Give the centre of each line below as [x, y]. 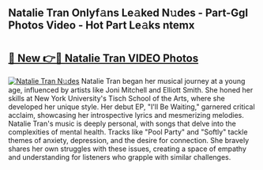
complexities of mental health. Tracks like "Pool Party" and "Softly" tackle [128, 132]
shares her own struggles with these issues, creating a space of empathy [128, 149]
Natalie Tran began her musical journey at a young [163, 81]
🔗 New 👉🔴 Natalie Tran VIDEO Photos [103, 58]
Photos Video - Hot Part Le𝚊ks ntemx [101, 26]
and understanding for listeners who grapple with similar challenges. [120, 157]
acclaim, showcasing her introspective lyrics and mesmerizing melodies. [126, 115]
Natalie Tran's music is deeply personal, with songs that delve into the [122, 123]
